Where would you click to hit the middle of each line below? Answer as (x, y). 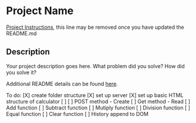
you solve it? (21, 72)
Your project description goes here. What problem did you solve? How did (95, 66)
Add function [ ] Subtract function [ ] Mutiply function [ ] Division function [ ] (98, 108)
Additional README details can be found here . (62, 84)
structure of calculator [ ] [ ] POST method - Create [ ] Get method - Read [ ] (98, 101)
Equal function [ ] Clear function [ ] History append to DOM (77, 114)
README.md (21, 33)
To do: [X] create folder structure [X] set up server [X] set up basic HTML (95, 95)
